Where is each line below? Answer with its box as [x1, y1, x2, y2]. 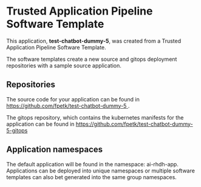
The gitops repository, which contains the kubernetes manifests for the [6, 114, 184, 121]
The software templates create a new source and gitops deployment [6, 55, 177, 63]
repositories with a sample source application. [6, 62, 121, 69]
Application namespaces [6, 144, 103, 155]
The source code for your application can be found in [6, 95, 140, 103]
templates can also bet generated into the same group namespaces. [6, 173, 177, 180]
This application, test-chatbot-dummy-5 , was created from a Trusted [6, 37, 182, 44]
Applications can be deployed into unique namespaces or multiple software [6, 167, 196, 174]
